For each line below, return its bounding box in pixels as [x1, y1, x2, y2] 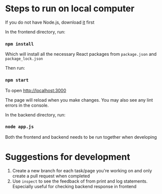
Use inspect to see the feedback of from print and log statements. [12, 178, 148, 184]
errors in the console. [5, 102, 49, 108]
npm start [5, 78, 29, 83]
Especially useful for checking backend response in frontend [12, 183, 137, 189]
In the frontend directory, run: [5, 29, 65, 35]
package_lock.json [5, 56, 43, 62]
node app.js [5, 124, 34, 130]
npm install [5, 41, 34, 47]
